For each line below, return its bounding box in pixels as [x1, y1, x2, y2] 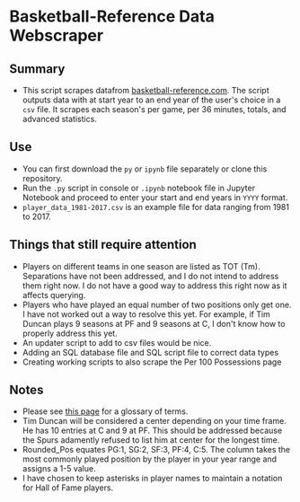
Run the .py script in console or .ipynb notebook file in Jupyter [22, 182, 256, 193]
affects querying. [22, 289, 86, 300]
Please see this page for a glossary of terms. [22, 406, 189, 417]
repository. [22, 172, 63, 183]
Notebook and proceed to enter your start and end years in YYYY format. [22, 191, 288, 203]
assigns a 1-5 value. [22, 463, 96, 474]
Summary [9, 61, 66, 76]
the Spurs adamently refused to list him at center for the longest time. [22, 435, 280, 445]
